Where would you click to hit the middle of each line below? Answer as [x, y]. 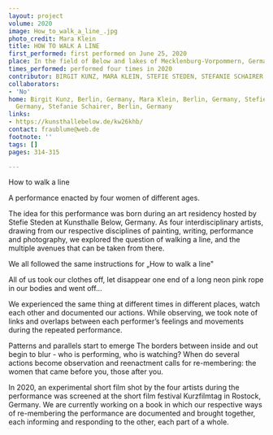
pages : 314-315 [34, 152]
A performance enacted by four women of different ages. [104, 198]
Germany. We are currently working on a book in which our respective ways [135, 405]
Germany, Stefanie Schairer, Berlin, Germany [94, 107]
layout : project [36, 16]
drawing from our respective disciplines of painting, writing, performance [131, 231]
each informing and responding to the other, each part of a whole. [119, 422]
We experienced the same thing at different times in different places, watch [134, 304]
